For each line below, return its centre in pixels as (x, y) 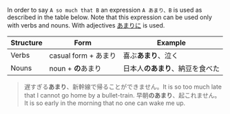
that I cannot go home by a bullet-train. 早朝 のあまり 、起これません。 (122, 95)
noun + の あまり (75, 68)
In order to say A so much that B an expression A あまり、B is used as (105, 10)
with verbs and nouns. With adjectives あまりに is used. (86, 25)
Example (171, 43)
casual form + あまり (83, 56)
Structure (27, 43)
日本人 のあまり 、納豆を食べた (171, 68)
